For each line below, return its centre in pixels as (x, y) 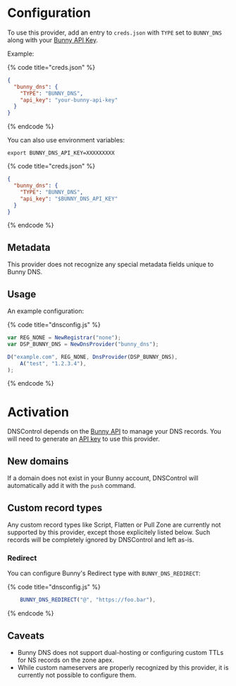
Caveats (26, 636)
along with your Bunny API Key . (53, 39)
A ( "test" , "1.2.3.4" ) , (53, 363)
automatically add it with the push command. (72, 486)
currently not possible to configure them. (77, 675)
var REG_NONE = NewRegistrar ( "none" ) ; (64, 338)
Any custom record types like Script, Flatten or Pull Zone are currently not (114, 525)
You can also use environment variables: (66, 140)
